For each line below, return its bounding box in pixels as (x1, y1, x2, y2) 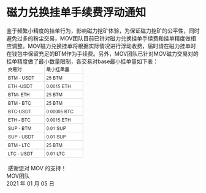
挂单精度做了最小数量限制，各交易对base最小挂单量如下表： (6, 58, 159, 65)
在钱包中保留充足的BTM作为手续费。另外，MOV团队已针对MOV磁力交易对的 (6, 50, 199, 57)
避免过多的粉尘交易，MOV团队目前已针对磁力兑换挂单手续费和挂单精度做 (6, 34, 191, 42)
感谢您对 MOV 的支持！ (7, 164, 67, 172)
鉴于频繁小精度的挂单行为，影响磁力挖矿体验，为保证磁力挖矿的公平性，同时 (6, 27, 200, 34)
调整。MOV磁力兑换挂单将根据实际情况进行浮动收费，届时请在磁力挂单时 (11, 42, 196, 50)
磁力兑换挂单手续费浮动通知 (6, 6, 147, 20)
